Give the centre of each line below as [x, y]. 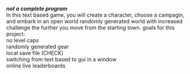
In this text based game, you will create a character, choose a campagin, [95, 15]
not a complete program [37, 9]
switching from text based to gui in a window [61, 59]
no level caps [22, 40]
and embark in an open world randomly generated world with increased [94, 21]
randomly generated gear [38, 47]
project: [16, 34]
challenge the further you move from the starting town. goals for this [91, 27]
